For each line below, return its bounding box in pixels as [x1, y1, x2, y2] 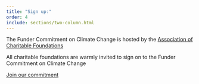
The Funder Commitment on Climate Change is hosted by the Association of [6, 36, 193, 43]
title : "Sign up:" [6, 8, 52, 15]
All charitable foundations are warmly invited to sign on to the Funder [6, 54, 176, 61]
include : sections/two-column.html [6, 20, 95, 25]
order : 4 [6, 14, 28, 20]
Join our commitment [6, 72, 59, 79]
